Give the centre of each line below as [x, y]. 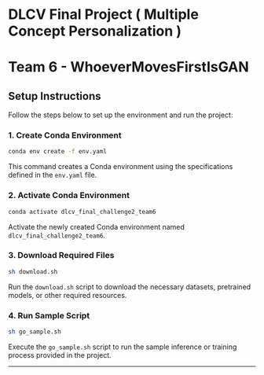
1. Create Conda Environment [65, 135]
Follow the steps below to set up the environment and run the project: [121, 115]
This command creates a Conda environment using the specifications [121, 167]
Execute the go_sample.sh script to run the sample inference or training [123, 347]
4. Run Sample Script [49, 315]
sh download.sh [33, 272]
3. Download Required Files [61, 256]
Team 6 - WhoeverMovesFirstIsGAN [128, 67]
